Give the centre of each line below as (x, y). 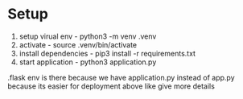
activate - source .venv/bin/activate (78, 44)
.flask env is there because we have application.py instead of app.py (121, 77)
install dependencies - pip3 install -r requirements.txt (107, 53)
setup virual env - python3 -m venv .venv (88, 36)
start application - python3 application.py (88, 62)
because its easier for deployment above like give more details (111, 86)
